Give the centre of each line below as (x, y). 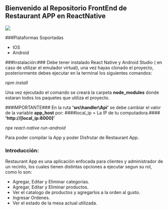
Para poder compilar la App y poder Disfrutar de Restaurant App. (72, 137)
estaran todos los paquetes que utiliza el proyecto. (57, 98)
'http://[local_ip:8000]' (30, 118)
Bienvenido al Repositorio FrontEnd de (66, 8)
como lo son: (19, 172)
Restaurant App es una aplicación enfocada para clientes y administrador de (84, 161)
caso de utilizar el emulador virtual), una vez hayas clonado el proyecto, (79, 68)
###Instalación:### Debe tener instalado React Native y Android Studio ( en (84, 62)
